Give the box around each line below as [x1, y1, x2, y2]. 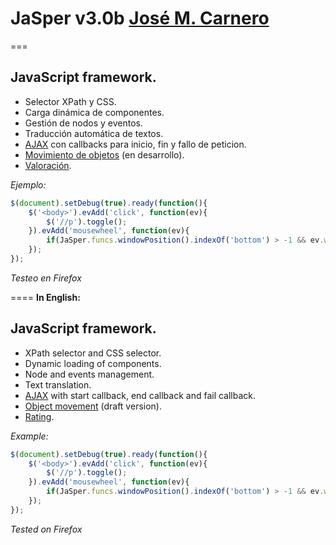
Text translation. [24, 378, 92, 391]
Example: [10, 430, 49, 442]
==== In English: [10, 291, 81, 303]
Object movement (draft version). [24, 400, 162, 412]
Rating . [24, 410, 55, 422]
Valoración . [24, 159, 72, 171]
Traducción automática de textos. [24, 127, 164, 139]
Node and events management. [24, 368, 155, 380]
